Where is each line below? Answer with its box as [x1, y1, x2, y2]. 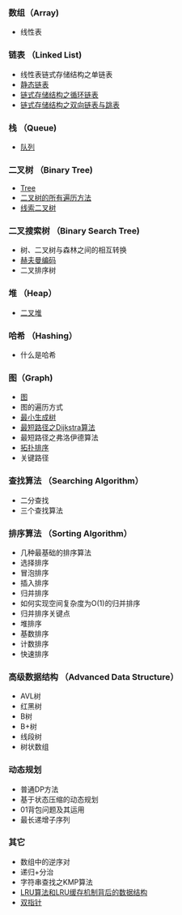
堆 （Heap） [8, 288, 57, 299]
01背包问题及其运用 [19, 805, 85, 814]
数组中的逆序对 [19, 857, 70, 866]
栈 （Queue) [8, 122, 57, 133]
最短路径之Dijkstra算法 [19, 423, 95, 432]
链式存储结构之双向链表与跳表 [19, 100, 120, 110]
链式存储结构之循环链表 [19, 89, 99, 99]
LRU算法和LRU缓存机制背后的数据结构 [19, 887, 148, 897]
